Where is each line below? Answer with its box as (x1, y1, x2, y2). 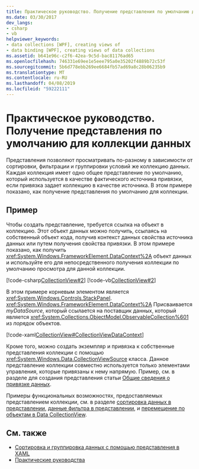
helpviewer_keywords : (6, 36, 60, 42)
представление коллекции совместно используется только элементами (6, 362, 190, 369)
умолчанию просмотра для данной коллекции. (6, 265, 126, 272)
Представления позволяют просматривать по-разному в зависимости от (6, 156, 193, 163)
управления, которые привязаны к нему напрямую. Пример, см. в (6, 367, 175, 375)
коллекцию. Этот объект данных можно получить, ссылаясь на (6, 227, 167, 235)
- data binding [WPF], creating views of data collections (6, 47, 155, 53)
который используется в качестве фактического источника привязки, (6, 175, 184, 182)
